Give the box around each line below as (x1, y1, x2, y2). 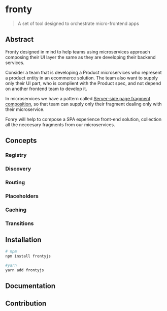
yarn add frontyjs (5, 268, 44, 273)
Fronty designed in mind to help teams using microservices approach (5, 48, 151, 54)
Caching (5, 206, 27, 213)
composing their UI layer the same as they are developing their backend (5, 54, 156, 60)
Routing (5, 179, 25, 186)
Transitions (5, 220, 34, 227)
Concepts (5, 136, 37, 145)
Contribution (5, 299, 47, 307)
